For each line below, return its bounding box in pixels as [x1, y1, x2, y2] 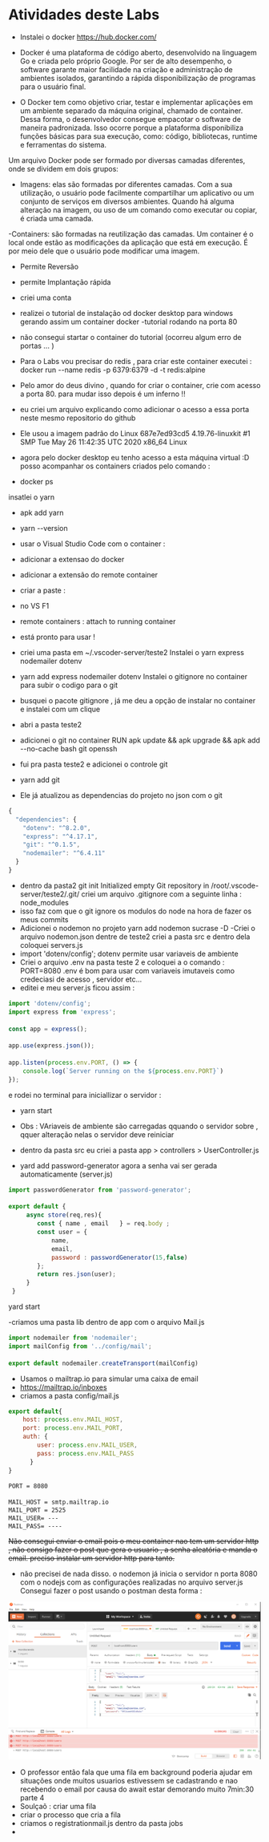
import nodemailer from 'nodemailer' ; [8, 1334, 138, 1342]
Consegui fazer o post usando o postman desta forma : [19, 1585, 203, 1595]
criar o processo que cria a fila [19, 1810, 122, 1820]
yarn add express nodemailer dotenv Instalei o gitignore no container [19, 671, 248, 681]
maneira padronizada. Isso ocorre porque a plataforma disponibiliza [19, 123, 244, 132]
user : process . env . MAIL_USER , [37, 1441, 138, 1449]
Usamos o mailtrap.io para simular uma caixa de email [19, 1374, 199, 1383]
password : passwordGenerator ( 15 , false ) [50, 1253, 188, 1261]
